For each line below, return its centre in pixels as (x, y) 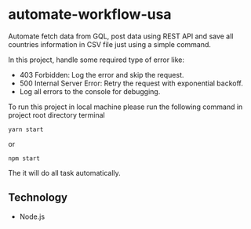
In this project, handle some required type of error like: (96, 60)
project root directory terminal (56, 114)
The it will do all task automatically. (65, 173)
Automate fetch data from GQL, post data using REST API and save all (121, 36)
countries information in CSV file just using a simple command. (110, 44)
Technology (38, 198)
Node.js (32, 216)
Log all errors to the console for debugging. (90, 91)
